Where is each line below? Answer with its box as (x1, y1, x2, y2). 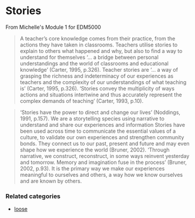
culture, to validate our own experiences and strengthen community (19, 133, 184, 140)
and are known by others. (19, 177, 82, 185)
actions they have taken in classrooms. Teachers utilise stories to (19, 41, 178, 48)
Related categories (5, 192, 61, 200)
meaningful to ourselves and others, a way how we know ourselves (19, 171, 183, 178)
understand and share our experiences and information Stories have (19, 121, 186, 128)
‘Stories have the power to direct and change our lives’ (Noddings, (19, 109, 180, 116)
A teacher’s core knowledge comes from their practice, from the (19, 35, 176, 42)
